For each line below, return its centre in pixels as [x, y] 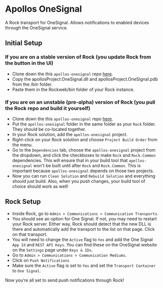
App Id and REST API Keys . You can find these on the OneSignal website [84, 244]
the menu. [22, 145]
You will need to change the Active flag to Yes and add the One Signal [82, 239]
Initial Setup [24, 43]
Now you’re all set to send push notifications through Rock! [65, 280]
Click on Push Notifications [41, 260]
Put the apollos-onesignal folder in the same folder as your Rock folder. [84, 124]
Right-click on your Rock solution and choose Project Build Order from [85, 139]
